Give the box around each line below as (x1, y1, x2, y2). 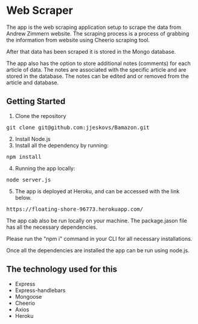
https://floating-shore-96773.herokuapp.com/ (6, 205, 144, 213)
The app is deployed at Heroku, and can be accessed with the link (14, 187, 180, 195)
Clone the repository (14, 112, 66, 119)
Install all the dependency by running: (14, 142, 109, 149)
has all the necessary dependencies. (6, 223, 98, 231)
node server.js (6, 176, 51, 183)
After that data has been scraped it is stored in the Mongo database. (6, 48, 176, 55)
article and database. (6, 79, 59, 86)
